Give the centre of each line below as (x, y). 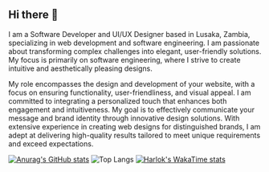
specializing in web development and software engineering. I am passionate (134, 43)
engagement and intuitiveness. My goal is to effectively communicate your (132, 109)
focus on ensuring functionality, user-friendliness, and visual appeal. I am (130, 92)
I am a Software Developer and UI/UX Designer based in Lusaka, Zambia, (129, 34)
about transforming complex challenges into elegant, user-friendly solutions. (135, 51)
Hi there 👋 (33, 15)
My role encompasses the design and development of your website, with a (132, 84)
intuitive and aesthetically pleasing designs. (80, 68)
